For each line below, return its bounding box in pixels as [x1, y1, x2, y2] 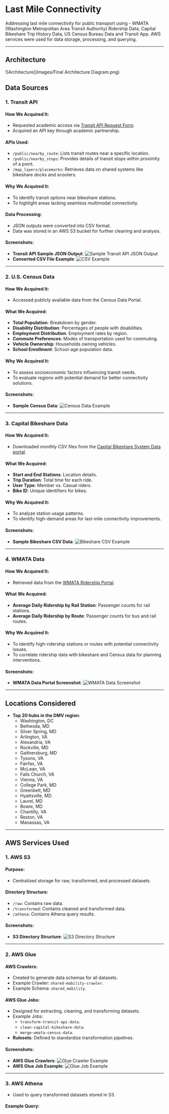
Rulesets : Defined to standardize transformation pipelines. [12, 1035, 134, 1041]
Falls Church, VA [20, 772, 54, 778]
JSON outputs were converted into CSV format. [12, 223, 111, 229]
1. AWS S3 [5, 854, 31, 861]
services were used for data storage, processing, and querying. [5, 36, 137, 42]
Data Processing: [5, 212, 42, 218]
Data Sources [5, 84, 49, 92]
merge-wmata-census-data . [20, 1029, 74, 1035]
